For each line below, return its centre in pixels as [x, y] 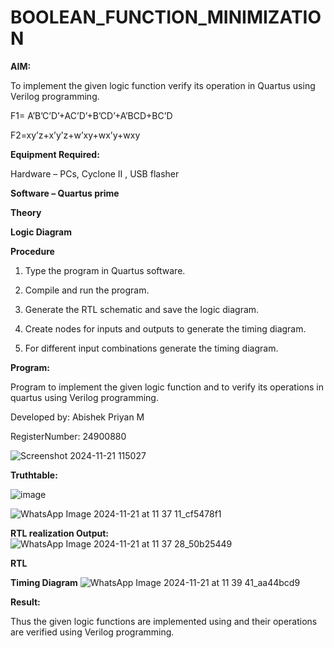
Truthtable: [34, 475]
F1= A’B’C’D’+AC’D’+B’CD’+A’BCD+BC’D [91, 115]
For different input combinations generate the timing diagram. [151, 348]
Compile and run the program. [87, 290]
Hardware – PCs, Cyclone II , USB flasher [95, 173]
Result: [25, 602]
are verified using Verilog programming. [92, 632]
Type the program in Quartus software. [105, 270]
